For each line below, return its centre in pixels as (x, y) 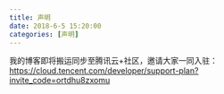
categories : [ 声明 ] (44, 34)
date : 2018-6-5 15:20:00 (55, 26)
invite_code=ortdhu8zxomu (60, 81)
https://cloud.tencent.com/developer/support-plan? (104, 71)
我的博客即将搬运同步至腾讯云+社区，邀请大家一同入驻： (114, 61)
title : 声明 (30, 17)
